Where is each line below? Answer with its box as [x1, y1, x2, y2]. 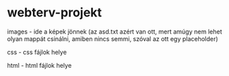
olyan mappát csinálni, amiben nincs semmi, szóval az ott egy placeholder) [7, 34, 219, 42]
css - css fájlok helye [7, 48, 67, 56]
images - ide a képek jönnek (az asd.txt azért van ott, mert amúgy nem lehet [7, 27, 222, 36]
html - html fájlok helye [7, 61, 72, 69]
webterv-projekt [7, 5, 103, 21]
